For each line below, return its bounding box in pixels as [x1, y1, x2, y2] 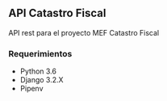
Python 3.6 [19, 66, 56, 76]
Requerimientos [8, 48, 73, 59]
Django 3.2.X [19, 75, 64, 85]
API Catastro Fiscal [8, 6, 106, 20]
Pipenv [19, 84, 44, 94]
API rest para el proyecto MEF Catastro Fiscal [8, 27, 160, 37]
